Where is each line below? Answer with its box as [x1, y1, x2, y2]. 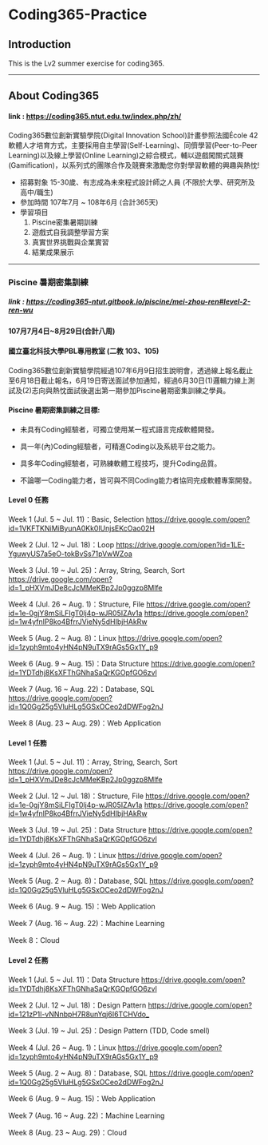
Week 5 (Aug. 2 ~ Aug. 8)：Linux [8, 634, 117, 643]
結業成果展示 [31, 247, 74, 256]
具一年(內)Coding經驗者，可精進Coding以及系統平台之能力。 [19, 441, 219, 451]
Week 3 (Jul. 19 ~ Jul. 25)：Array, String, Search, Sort [8, 566, 185, 575]
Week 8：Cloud [8, 936, 60, 945]
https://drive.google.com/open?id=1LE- [115, 540, 246, 550]
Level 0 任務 [8, 495, 49, 505]
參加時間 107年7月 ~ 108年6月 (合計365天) [19, 197, 159, 207]
